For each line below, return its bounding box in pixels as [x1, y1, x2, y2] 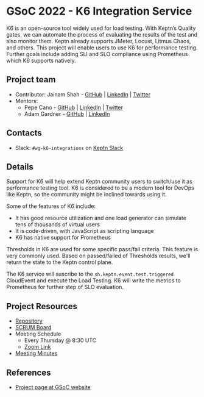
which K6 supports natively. [6, 57, 76, 64]
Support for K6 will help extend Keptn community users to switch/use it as [6, 178, 193, 185]
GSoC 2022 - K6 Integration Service [6, 4, 192, 18]
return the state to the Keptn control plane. [6, 259, 113, 266]
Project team [6, 74, 56, 85]
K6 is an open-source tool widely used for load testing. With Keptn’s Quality [6, 24, 196, 32]
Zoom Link [24, 343, 51, 351]
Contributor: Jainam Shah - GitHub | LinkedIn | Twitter [15, 90, 151, 98]
